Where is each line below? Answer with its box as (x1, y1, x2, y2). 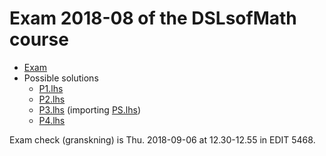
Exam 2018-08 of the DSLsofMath (9, 7, 297, 30)
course (9, 28, 69, 51)
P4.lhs (38, 114, 66, 126)
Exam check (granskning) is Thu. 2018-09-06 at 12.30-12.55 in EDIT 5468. (9, 133, 316, 146)
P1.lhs (38, 82, 64, 94)
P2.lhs (38, 93, 66, 105)
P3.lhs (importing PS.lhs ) (38, 103, 142, 116)
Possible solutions (23, 72, 99, 84)
